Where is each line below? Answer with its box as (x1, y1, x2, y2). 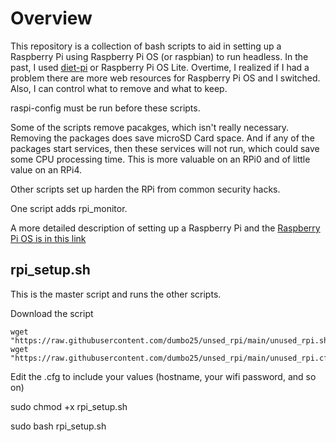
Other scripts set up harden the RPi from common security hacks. (10, 183, 281, 195)
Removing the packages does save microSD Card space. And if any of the (10, 132, 315, 144)
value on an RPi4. (10, 163, 83, 176)
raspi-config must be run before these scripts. (10, 102, 201, 114)
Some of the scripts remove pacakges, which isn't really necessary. (10, 121, 290, 133)
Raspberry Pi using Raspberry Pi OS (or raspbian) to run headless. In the (10, 50, 309, 62)
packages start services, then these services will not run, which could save (10, 142, 320, 154)
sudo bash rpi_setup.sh (10, 420, 107, 432)
